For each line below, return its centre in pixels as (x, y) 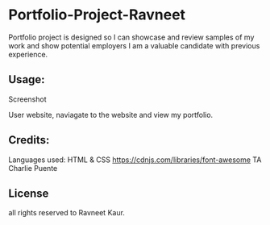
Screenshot (27, 99)
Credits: (29, 140)
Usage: (27, 79)
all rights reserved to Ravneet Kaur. (66, 213)
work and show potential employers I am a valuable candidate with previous (134, 45)
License (29, 193)
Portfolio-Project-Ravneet (97, 15)
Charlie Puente (33, 168)
